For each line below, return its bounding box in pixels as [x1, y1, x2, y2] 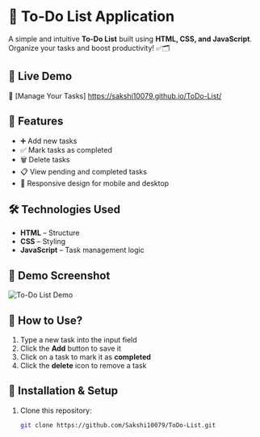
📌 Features [8, 115, 64, 128]
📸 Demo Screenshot [8, 268, 111, 282]
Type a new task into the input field [19, 335, 137, 344]
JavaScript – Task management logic [19, 246, 145, 255]
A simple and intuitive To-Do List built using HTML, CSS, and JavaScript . [8, 34, 253, 44]
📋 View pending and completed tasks [19, 166, 148, 176]
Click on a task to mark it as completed [19, 352, 152, 362]
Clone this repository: [19, 405, 92, 415]
